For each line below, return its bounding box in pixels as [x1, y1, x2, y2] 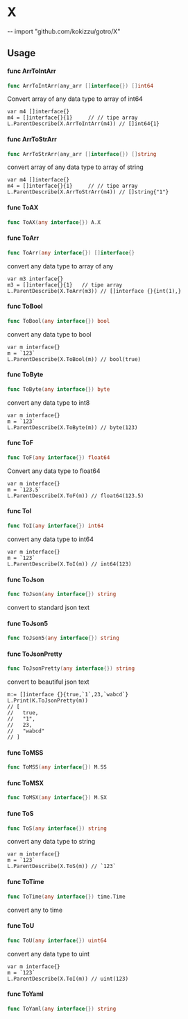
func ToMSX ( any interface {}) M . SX [7, 794, 108, 801]
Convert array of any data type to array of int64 [7, 95, 144, 103]
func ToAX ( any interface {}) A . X [7, 218, 101, 226]
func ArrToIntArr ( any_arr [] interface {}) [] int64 [7, 82, 154, 89]
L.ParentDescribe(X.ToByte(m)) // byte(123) [7, 424, 138, 431]
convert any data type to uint [7, 949, 90, 958]
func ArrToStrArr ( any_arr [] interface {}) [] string [7, 150, 157, 157]
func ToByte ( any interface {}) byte [7, 385, 110, 393]
